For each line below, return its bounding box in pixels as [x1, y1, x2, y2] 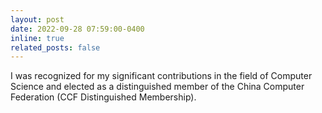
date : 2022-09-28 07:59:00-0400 [10, 24, 145, 34]
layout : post [10, 14, 65, 25]
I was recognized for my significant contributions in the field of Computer [10, 70, 313, 82]
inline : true [10, 33, 65, 43]
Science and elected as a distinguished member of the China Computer [10, 81, 305, 93]
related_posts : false [10, 42, 101, 53]
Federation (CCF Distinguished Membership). [10, 91, 197, 103]
